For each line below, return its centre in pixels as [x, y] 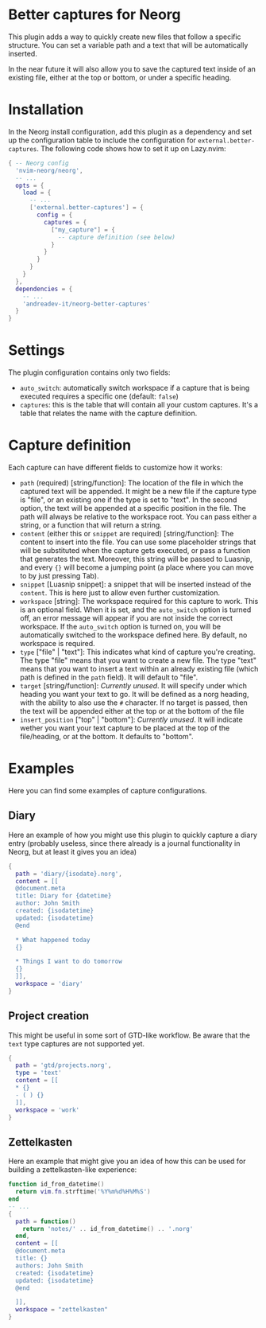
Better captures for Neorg [94, 15]
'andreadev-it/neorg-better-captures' [87, 304]
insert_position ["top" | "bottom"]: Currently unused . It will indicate [131, 719]
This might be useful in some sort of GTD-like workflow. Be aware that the [129, 1035]
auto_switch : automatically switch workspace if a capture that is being [135, 388]
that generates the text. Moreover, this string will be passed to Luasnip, [136, 559]
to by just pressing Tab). [59, 576]
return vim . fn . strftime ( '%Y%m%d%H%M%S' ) [83, 1192]
